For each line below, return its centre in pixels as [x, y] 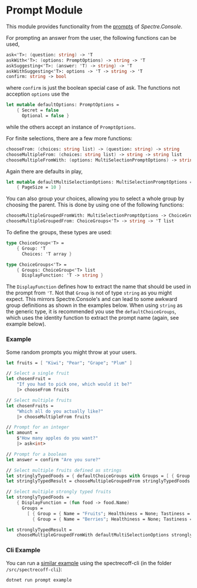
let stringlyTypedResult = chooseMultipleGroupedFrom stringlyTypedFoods [98, 481]
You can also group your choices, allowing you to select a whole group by [95, 199]
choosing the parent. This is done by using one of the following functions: [95, 205]
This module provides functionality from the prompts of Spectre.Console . [94, 26]
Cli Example [23, 550]
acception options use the [38, 94]
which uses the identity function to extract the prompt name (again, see [93, 318]
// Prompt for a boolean [36, 454]
